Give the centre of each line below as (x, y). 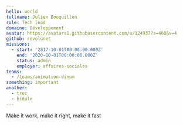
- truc (19, 93)
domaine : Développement (35, 28)
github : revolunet (28, 39)
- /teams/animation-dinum (43, 77)
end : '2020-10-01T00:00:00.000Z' (57, 55)
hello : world (22, 11)
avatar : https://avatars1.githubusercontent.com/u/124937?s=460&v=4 (91, 33)
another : (17, 88)
